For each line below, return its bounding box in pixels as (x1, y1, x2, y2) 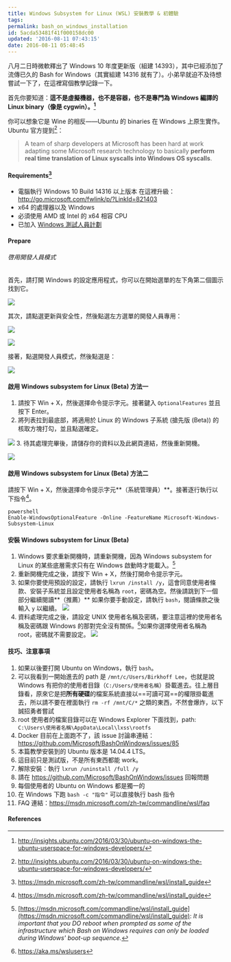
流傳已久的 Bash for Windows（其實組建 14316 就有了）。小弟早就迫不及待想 (8, 70, 222, 78)
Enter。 (31, 407, 53, 416)
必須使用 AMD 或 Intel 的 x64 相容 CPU (17, 212, 127, 220)
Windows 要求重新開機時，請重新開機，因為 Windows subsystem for (17, 552, 212, 560)
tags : (8, 17, 23, 23)
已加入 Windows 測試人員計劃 (17, 221, 102, 229)
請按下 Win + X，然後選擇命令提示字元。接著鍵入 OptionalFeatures (17, 399, 208, 407)
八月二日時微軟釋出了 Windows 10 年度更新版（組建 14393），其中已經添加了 (8, 62, 224, 69)
